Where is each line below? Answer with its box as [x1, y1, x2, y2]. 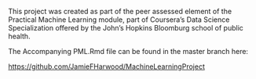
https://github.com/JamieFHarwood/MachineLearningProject [8, 62, 206, 71]
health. [8, 31, 31, 41]
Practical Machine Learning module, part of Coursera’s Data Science [8, 15, 230, 24]
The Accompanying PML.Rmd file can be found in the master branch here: [8, 47, 249, 56]
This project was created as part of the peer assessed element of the [8, 7, 232, 16]
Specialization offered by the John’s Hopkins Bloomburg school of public [8, 23, 243, 32]
